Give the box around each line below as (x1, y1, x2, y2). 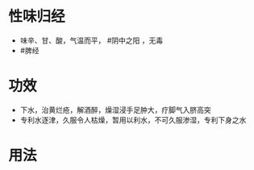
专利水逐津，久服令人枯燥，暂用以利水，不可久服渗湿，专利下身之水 (19, 114, 247, 125)
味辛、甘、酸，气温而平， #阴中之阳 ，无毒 (19, 35, 164, 45)
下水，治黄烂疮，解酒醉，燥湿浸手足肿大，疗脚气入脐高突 (19, 105, 211, 114)
